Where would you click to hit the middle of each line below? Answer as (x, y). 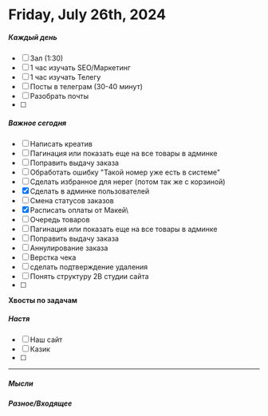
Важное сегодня (37, 123)
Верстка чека (53, 257)
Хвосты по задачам (43, 300)
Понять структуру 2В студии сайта (89, 277)
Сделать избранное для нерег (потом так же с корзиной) (128, 182)
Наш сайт (46, 339)
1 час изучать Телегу (65, 77)
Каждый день (33, 37)
